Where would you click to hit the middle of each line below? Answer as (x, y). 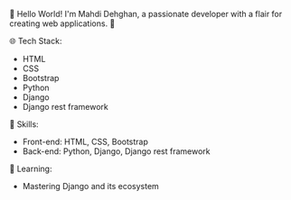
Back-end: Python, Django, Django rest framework (116, 151)
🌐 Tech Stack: (36, 41)
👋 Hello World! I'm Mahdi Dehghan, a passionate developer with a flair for (146, 14)
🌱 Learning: (31, 168)
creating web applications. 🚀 (62, 23)
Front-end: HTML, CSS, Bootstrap (85, 141)
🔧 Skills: (24, 124)
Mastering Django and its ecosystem (91, 186)
